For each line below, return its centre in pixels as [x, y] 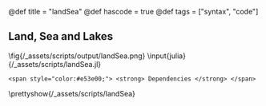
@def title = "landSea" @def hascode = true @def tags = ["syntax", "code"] [133, 12]
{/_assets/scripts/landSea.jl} [55, 64]
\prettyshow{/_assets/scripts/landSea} [72, 93]
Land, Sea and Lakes [61, 36]
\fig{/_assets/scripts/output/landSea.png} [77, 56]
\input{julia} [167, 56]
